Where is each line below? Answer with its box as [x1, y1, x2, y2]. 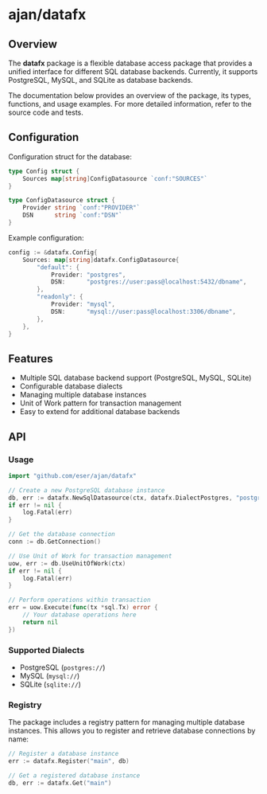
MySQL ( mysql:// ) [19, 671, 80, 680]
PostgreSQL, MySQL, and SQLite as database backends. [8, 76, 193, 84]
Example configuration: [8, 233, 85, 242]
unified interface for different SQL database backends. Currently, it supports [8, 67, 258, 76]
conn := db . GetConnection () [8, 538, 102, 546]
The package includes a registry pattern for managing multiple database [8, 718, 245, 727]
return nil [22, 618, 59, 626]
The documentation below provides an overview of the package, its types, [8, 91, 252, 100]
